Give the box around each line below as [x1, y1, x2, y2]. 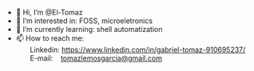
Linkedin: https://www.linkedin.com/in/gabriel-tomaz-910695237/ [30, 45, 246, 54]
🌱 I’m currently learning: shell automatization [15, 25, 163, 34]
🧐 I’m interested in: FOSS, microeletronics [15, 16, 153, 26]
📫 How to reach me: [15, 34, 85, 43]
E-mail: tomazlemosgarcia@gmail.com [30, 53, 162, 63]
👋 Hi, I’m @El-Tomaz [15, 8, 83, 17]
